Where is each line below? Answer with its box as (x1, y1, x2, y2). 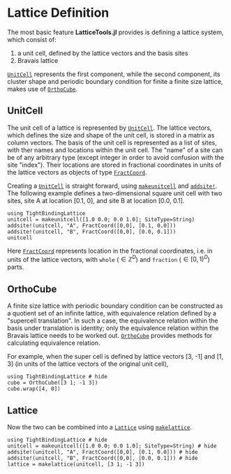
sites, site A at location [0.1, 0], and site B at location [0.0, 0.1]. (7, 196, 185, 205)
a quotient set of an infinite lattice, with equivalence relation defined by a (7, 309, 216, 318)
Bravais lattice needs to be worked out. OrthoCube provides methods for (7, 332, 213, 340)
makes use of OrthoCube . (7, 84, 78, 93)
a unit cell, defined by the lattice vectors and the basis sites (17, 49, 188, 57)
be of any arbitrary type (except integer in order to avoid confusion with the (7, 153, 225, 161)
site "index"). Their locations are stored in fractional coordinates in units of (7, 161, 222, 169)
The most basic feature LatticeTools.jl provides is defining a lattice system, (7, 28, 224, 36)
